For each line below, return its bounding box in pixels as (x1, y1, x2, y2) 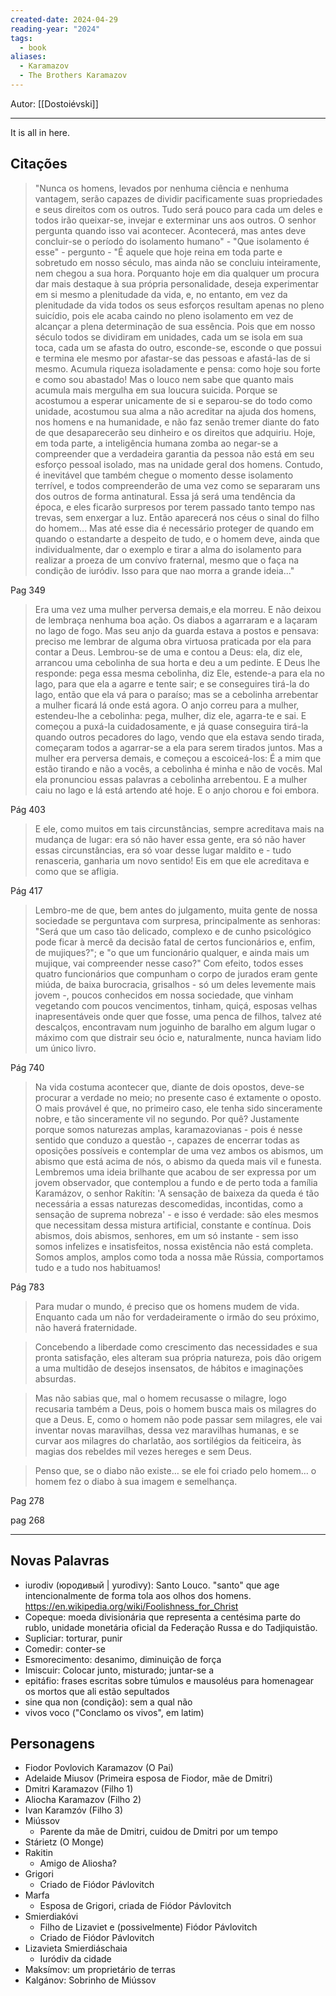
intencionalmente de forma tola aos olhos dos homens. (24, 1589, 252, 1601)
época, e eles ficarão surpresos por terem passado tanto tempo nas (34, 501, 316, 513)
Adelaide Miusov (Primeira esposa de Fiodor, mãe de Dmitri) (24, 1772, 273, 1785)
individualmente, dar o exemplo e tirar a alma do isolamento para (34, 543, 302, 555)
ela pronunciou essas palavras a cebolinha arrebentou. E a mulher (34, 773, 308, 785)
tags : (10, 33, 33, 43)
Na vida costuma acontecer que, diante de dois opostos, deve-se (34, 1081, 305, 1093)
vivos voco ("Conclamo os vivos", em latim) (24, 1706, 205, 1718)
